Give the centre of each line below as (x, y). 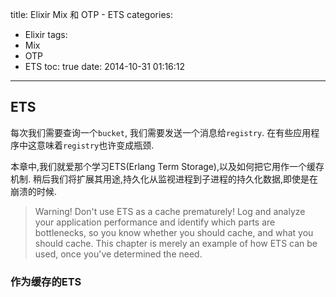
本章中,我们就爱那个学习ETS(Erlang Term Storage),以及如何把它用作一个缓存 (167, 166)
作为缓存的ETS (46, 281)
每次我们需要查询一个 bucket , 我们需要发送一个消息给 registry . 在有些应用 (161, 132)
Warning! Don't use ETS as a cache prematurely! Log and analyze (170, 211)
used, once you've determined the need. (118, 254)
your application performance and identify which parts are (155, 222)
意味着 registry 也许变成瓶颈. (95, 145)
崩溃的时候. (34, 191)
